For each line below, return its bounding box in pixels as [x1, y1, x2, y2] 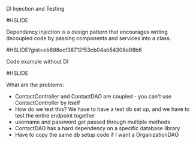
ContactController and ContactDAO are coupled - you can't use [14, 93, 172, 100]
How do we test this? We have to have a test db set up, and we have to [14, 106, 190, 113]
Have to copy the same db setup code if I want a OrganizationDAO [14, 131, 179, 138]
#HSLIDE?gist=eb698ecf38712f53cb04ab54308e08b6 [6, 46, 142, 53]
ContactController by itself [14, 99, 80, 106]
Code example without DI [6, 58, 69, 65]
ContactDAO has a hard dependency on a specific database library [14, 125, 180, 131]
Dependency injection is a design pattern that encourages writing [6, 28, 168, 35]
